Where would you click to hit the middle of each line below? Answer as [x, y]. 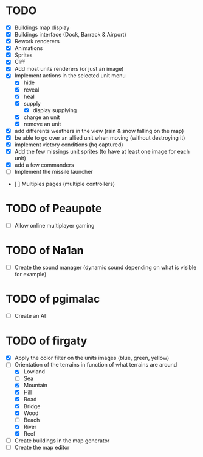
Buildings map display [42, 27]
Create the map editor [42, 447]
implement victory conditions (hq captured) [69, 145]
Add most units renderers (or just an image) [69, 69]
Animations [29, 48]
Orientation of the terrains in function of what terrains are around [96, 365]
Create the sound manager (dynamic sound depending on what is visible [105, 268]
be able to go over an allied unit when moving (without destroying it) [100, 137]
